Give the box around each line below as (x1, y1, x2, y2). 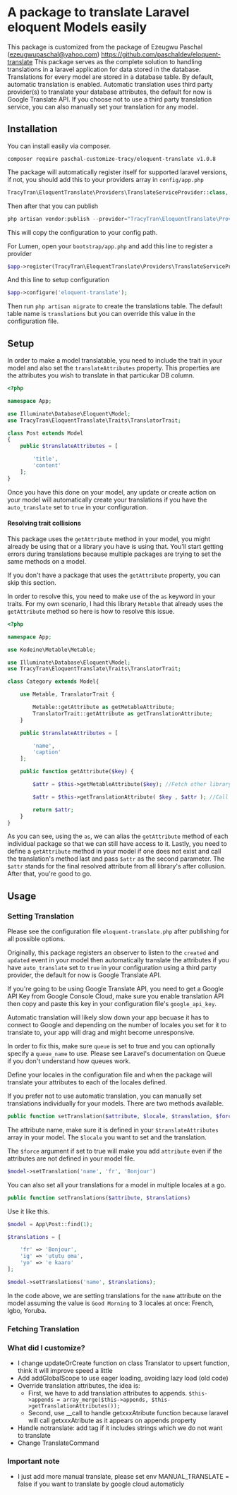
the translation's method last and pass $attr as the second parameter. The (7, 854, 225, 863)
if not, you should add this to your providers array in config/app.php (7, 175, 205, 183)
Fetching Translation (7, 1324, 80, 1333)
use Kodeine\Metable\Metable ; (7, 646, 97, 653)
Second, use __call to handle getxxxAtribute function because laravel (28, 1409, 229, 1417)
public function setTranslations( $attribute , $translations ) (7, 1194, 191, 1202)
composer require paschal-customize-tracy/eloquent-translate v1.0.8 (7, 155, 217, 162)
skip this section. (7, 578, 56, 586)
